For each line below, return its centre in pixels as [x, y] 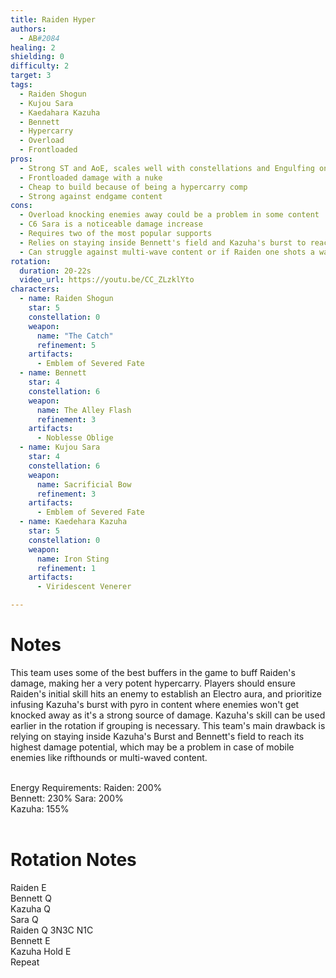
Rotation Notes [73, 860]
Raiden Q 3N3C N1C [52, 930]
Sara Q [24, 919]
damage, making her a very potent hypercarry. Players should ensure [153, 683]
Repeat [25, 962]
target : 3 [31, 76]
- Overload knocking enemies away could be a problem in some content [169, 215]
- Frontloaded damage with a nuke [91, 177]
